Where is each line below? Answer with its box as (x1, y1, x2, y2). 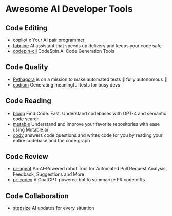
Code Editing (5, 24, 48, 32)
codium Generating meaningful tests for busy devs (12, 81, 121, 88)
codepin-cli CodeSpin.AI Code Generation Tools (12, 48, 114, 54)
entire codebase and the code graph (12, 137, 90, 143)
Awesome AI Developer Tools (5, 3, 133, 15)
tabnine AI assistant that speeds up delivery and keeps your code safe (12, 42, 162, 49)
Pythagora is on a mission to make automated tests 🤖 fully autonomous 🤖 (12, 76, 167, 82)
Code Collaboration (5, 191, 69, 200)
